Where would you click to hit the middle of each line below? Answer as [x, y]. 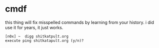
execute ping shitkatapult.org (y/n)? [44, 40]
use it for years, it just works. [34, 27]
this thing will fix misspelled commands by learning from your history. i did [80, 22]
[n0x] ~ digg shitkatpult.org [37, 36]
